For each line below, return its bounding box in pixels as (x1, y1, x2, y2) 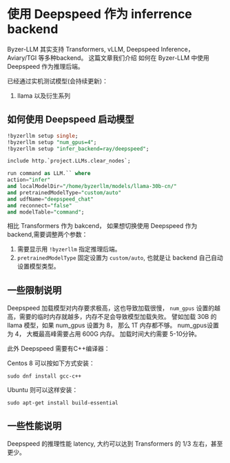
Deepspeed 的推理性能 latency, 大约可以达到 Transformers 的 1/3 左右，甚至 (7, 440, 223, 448)
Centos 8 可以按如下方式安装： (7, 359, 95, 367)
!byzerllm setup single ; (7, 132, 79, 139)
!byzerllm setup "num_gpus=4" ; (7, 138, 97, 145)
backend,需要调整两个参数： (7, 230, 88, 238)
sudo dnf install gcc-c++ (7, 373, 81, 380)
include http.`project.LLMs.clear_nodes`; (7, 158, 131, 165)
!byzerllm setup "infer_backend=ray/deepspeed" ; (7, 145, 149, 152)
